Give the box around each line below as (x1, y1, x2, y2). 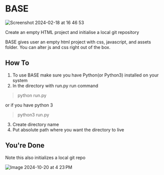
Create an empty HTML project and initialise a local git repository (5, 29, 139, 35)
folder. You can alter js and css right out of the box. (5, 44, 111, 50)
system (12, 77, 28, 83)
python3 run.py (17, 111, 49, 117)
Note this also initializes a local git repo (5, 154, 86, 160)
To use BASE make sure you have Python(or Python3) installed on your (12, 72, 159, 78)
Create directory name (12, 121, 59, 127)
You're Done (5, 141, 45, 150)
